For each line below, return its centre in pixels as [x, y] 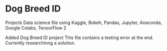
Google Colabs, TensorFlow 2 [36, 27]
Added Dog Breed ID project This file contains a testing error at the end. [79, 37]
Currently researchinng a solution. [40, 42]
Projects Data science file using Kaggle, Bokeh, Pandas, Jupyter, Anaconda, [84, 22]
